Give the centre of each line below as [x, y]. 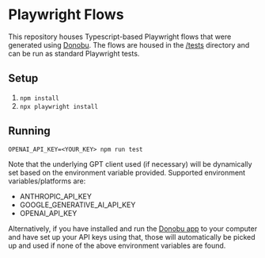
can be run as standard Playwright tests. [74, 53]
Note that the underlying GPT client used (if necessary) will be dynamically [130, 164]
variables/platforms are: [47, 181]
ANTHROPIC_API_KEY [56, 196]
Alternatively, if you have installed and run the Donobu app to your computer [133, 229]
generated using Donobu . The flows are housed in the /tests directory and [129, 44]
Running [30, 131]
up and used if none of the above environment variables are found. [117, 245]
